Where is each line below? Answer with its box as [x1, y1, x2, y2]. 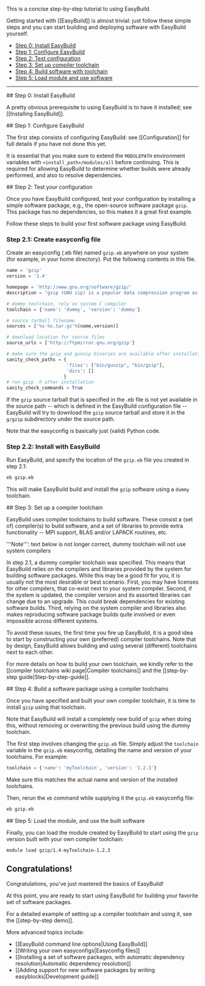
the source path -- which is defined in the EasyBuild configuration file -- [6, 402, 188, 410]
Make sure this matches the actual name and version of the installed [6, 776, 178, 783]
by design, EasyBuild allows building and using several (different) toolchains [6, 642, 198, 650]
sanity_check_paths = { [6, 357, 67, 363]
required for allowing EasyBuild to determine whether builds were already [6, 165, 191, 172]
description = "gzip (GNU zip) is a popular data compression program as [6, 289, 198, 295]
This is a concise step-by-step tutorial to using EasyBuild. [6, 5, 151, 12]
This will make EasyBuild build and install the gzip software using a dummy [6, 485, 190, 493]
